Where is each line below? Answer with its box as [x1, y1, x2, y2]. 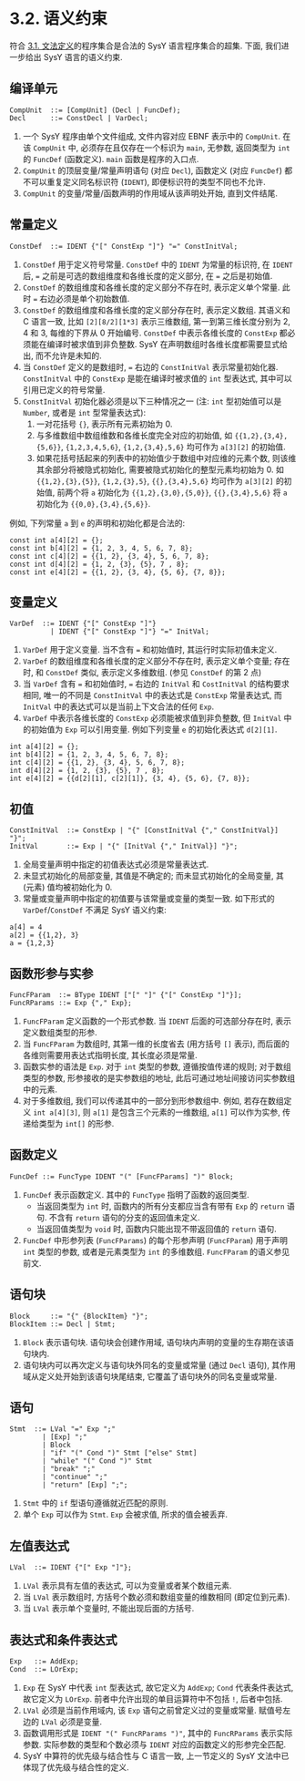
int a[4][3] [33, 1108, 79, 1117]
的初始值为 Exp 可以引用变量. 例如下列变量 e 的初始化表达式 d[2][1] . [22, 724, 278, 735]
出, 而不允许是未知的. [22, 350, 102, 361]
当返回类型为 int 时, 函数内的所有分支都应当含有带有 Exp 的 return [36, 1200, 285, 1211]
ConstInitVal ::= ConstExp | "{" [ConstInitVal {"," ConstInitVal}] [9, 826, 280, 835]
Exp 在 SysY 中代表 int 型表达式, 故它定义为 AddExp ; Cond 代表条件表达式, [22, 1683, 294, 1693]
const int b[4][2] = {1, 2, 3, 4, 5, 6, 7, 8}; [9, 543, 194, 552]
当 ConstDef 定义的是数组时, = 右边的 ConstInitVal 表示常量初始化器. [22, 361, 279, 372]
